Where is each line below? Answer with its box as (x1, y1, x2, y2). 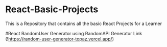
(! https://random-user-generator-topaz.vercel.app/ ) (5, 36, 114, 42)
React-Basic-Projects (5, 4, 99, 15)
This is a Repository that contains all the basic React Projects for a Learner (5, 20, 162, 27)
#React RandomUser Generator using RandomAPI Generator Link (5, 30, 142, 36)
